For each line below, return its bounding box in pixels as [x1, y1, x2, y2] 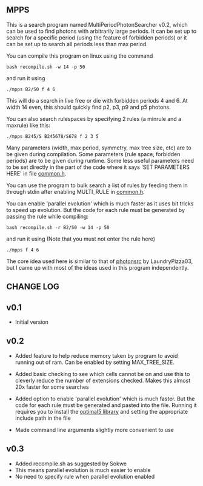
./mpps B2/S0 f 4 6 [6, 86, 56, 92]
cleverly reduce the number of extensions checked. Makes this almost [15, 377, 191, 384]
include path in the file [15, 414, 71, 422]
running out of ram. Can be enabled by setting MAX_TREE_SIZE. [15, 358, 175, 366]
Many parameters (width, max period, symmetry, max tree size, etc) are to [6, 144, 192, 151]
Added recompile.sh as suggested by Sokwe [15, 460, 127, 467]
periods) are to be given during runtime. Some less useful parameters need [6, 157, 195, 164]
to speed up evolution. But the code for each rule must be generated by [6, 206, 185, 213]
